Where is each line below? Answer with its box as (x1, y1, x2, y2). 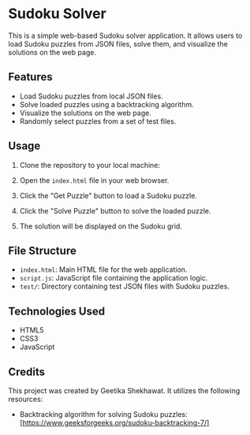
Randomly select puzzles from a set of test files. (19, 116, 177, 126)
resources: (8, 395, 43, 403)
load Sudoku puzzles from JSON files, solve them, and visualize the (8, 39, 229, 48)
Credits (8, 365, 46, 378)
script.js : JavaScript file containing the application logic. (19, 273, 208, 283)
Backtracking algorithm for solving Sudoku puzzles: (19, 410, 188, 418)
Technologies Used (8, 304, 105, 318)
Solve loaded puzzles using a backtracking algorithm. (19, 99, 195, 109)
